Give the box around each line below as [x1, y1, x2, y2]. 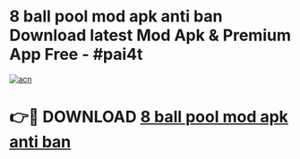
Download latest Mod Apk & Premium [9, 25, 291, 46]
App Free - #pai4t [9, 45, 143, 64]
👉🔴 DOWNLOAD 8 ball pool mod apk [9, 107, 289, 127]
